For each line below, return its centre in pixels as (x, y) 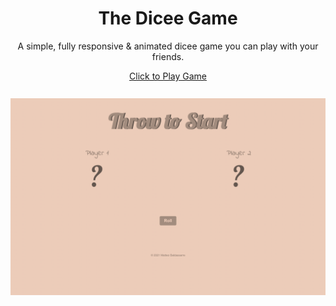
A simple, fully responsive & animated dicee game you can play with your (168, 46)
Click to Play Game (168, 76)
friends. (168, 56)
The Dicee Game (168, 18)
